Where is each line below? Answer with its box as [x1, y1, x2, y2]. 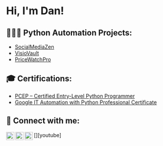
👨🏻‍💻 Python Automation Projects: [6, 28, 132, 38]
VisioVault [14, 50, 40, 57]
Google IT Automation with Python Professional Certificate [14, 99, 157, 106]
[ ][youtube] [34, 131, 62, 138]
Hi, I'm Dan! [6, 4, 64, 18]
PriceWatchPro [14, 56, 51, 63]
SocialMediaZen [14, 43, 54, 50]
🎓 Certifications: [6, 74, 72, 84]
